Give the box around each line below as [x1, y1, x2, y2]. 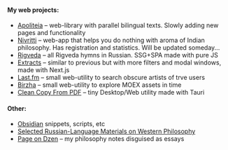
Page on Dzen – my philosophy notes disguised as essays [17, 135, 185, 143]
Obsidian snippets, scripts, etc [17, 120, 106, 128]
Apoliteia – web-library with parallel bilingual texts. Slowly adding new [17, 21, 219, 29]
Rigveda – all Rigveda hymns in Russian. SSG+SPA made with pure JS [17, 51, 219, 60]
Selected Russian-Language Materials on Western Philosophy [17, 127, 196, 136]
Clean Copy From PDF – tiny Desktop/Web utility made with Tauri [17, 88, 205, 97]
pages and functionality [17, 29, 86, 37]
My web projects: [7, 6, 59, 14]
